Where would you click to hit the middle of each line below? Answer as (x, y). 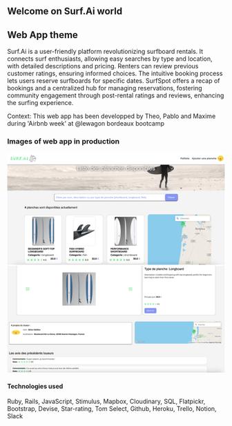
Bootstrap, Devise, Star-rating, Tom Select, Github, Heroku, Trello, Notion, (112, 409)
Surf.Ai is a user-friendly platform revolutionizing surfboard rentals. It (105, 52)
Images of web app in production (64, 142)
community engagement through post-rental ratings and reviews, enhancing (116, 95)
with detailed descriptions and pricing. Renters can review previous (103, 66)
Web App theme (42, 35)
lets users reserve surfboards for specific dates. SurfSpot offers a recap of (114, 81)
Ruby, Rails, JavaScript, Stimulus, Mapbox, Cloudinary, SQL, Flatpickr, (106, 401)
